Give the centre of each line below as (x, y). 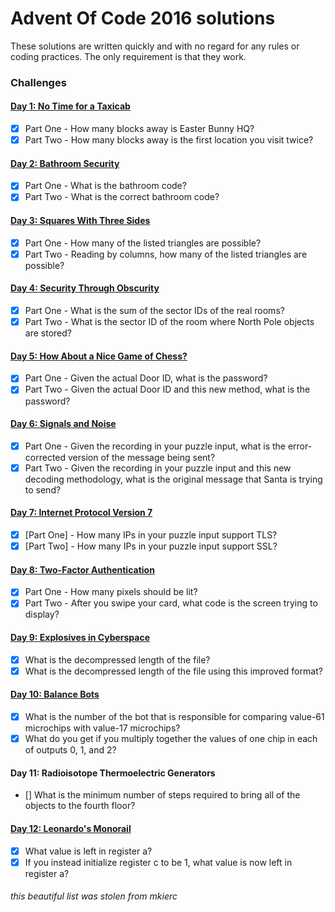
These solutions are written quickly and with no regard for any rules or (155, 46)
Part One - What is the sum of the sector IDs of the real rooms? (154, 311)
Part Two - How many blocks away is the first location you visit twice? (169, 140)
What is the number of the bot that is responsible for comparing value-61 (174, 717)
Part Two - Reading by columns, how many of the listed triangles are (166, 254)
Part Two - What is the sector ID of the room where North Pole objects (169, 322)
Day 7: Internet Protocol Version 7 (81, 513)
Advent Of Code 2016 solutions (143, 18)
